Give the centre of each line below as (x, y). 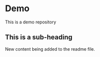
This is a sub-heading (39, 37)
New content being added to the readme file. (50, 49)
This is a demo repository (31, 22)
